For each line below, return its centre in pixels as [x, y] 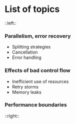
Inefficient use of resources [40, 81]
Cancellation [25, 52]
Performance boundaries [36, 105]
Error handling [26, 57]
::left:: [10, 23]
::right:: [12, 115]
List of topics [32, 9]
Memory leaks [27, 92]
